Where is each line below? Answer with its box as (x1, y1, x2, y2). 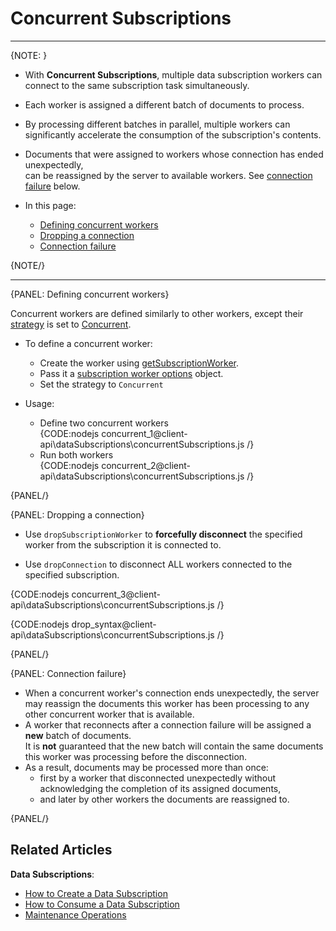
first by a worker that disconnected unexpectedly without (39, 772, 277, 784)
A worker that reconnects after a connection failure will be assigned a (24, 718, 312, 731)
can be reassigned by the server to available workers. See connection (24, 169, 313, 181)
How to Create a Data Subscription (24, 887, 168, 899)
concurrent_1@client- (101, 427, 188, 439)
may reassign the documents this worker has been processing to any (24, 697, 310, 709)
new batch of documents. (24, 729, 132, 741)
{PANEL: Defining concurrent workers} (10, 288, 170, 300)
